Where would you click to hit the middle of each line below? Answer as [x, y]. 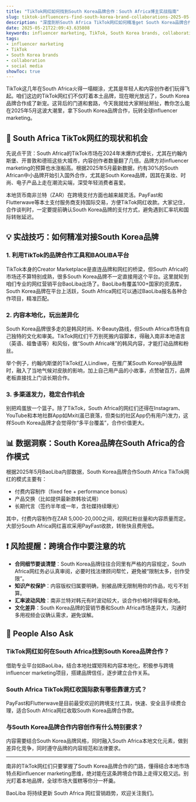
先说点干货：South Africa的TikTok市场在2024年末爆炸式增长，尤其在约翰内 [97, 153]
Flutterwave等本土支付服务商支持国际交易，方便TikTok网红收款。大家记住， [97, 202]
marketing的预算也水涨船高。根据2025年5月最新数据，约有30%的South [92, 168]
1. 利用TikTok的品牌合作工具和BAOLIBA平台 [68, 255]
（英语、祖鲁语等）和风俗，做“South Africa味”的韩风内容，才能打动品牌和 [95, 343]
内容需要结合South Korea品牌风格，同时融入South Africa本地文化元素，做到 [97, 741]
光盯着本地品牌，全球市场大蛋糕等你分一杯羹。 [62, 781]
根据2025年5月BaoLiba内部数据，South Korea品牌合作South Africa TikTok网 [98, 472]
